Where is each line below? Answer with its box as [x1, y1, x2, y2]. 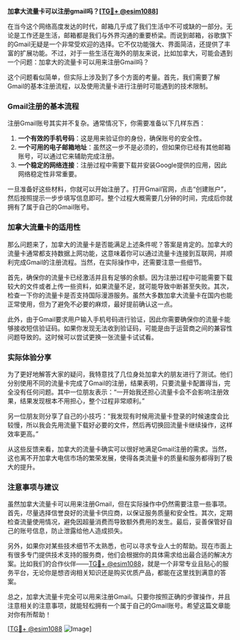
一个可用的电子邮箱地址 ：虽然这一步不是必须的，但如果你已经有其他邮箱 [17, 143, 231, 152]
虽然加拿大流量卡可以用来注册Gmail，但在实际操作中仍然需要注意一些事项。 [7, 499, 231, 509]
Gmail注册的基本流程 [7, 101, 80, 111]
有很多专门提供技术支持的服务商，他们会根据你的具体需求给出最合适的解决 [7, 551, 226, 559]
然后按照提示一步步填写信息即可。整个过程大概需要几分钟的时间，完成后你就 [7, 194, 233, 203]
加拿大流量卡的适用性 [7, 223, 81, 233]
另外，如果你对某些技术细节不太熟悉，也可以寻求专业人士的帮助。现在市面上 [7, 542, 233, 550]
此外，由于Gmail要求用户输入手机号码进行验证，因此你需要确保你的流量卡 [7, 315, 225, 323]
